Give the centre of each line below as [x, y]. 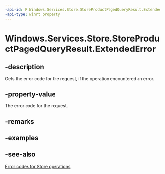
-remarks [20, 121]
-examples [22, 138]
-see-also [20, 155]
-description [25, 67]
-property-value [30, 94]
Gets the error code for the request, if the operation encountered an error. [80, 78]
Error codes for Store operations [38, 166]
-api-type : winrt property [33, 14]
